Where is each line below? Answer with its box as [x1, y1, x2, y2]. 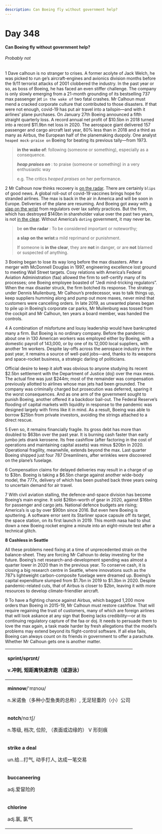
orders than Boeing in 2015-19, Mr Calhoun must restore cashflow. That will [5, 602, 155, 608]
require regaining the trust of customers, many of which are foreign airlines [5, 607, 155, 613]
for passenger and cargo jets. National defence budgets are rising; [5, 502, 138, 508]
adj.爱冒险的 [7, 786, 35, 793]
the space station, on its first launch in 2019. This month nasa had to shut [5, 517, 151, 523]
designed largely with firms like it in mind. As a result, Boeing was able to [5, 406, 150, 413]
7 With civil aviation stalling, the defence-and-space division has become [5, 491, 151, 498]
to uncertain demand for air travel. [5, 482, 74, 488]
